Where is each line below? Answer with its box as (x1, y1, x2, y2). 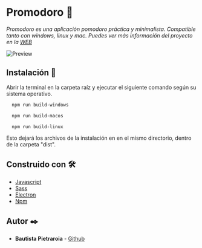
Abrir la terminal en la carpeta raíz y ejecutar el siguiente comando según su (6, 83, 197, 91)
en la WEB (6, 38, 32, 45)
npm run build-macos (11, 113, 64, 119)
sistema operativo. (6, 90, 53, 97)
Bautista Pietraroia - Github (15, 235, 85, 242)
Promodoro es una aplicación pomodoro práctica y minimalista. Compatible (6, 25, 196, 33)
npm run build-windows (11, 102, 69, 108)
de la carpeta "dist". (6, 141, 56, 148)
